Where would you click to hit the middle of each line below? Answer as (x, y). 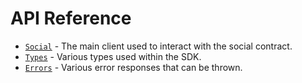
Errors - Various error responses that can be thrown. (133, 67)
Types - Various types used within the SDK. (113, 56)
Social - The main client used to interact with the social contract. (158, 46)
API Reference (71, 18)
